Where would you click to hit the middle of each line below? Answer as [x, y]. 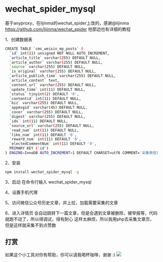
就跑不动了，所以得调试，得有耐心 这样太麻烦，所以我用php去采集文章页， [80, 219]
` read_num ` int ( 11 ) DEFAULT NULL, [44, 130]
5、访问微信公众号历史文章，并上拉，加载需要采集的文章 [62, 203]
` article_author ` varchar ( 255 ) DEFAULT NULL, [56, 62]
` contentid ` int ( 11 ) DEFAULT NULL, [45, 98]
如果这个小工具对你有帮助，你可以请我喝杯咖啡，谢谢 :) [60, 255]
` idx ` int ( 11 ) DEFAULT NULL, [39, 121]
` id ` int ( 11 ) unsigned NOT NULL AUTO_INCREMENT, [59, 53]
